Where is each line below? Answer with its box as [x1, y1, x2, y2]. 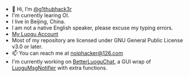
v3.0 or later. [11, 43, 43, 50]
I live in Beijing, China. [11, 18, 66, 25]
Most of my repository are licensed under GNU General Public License [11, 37, 183, 43]
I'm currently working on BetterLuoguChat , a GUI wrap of [11, 58, 152, 65]
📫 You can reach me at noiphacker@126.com [11, 50, 123, 56]
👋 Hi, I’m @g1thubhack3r [11, 6, 72, 12]
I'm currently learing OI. [11, 12, 70, 19]
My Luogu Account [11, 31, 58, 38]
